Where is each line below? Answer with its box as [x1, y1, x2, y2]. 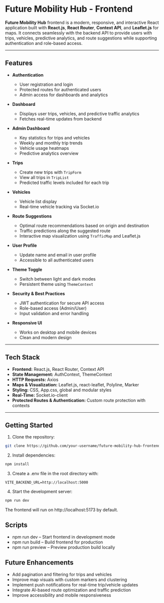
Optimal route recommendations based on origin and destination [19, 222, 149, 228]
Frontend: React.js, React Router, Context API [12, 366, 104, 372]
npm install [5, 462, 29, 467]
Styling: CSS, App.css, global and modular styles [12, 387, 112, 393]
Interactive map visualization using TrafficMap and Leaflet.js [19, 233, 141, 239]
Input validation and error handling [19, 310, 89, 316]
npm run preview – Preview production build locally [12, 544, 116, 550]
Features [5, 59, 33, 67]
